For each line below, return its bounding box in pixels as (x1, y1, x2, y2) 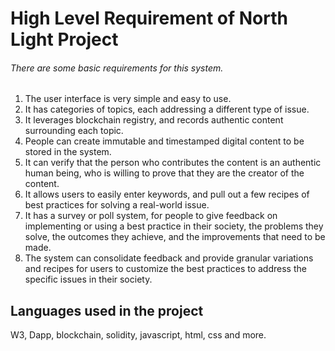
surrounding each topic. (24, 125, 124, 137)
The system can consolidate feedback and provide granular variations (24, 252, 314, 264)
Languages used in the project (10, 302, 204, 319)
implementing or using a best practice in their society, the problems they (24, 220, 324, 232)
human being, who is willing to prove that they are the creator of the (24, 167, 305, 179)
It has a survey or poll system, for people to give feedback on (24, 210, 278, 222)
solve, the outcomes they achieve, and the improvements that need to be (24, 231, 326, 243)
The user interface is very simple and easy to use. (24, 93, 232, 105)
